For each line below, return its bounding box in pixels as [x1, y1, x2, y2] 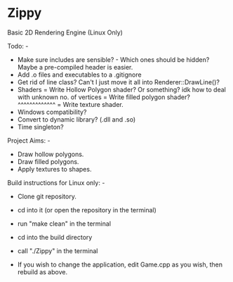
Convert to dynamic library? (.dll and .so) [17, 115, 136, 124]
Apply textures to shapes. [17, 165, 92, 173]
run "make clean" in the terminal [17, 219, 111, 228]
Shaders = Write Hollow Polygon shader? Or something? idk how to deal [17, 85, 226, 94]
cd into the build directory [17, 233, 93, 241]
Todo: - [7, 41, 29, 50]
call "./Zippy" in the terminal [17, 246, 98, 255]
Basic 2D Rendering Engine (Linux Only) [7, 28, 123, 37]
